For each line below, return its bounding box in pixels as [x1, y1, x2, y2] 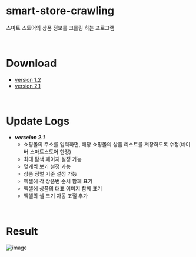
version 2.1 [14, 82, 41, 89]
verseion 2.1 [14, 133, 45, 141]
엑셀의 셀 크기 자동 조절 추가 [23, 192, 88, 199]
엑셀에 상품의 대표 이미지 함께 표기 [23, 185, 102, 192]
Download [6, 57, 57, 70]
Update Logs [6, 115, 69, 128]
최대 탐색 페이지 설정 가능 [23, 155, 82, 162]
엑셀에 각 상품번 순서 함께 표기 [23, 178, 93, 185]
